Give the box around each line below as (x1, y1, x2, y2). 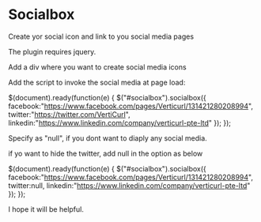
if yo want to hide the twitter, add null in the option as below (8, 149, 203, 158)
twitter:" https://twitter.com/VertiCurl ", (8, 109, 130, 119)
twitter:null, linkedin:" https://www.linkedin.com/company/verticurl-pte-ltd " (8, 180, 251, 190)
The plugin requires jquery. (8, 47, 96, 56)
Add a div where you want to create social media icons (8, 62, 187, 72)
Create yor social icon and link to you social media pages (8, 32, 195, 41)
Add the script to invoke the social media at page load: (8, 77, 186, 87)
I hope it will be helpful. (8, 204, 85, 214)
